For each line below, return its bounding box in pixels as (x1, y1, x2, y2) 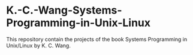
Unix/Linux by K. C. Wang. (6, 42, 71, 49)
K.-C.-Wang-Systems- (6, 4, 122, 17)
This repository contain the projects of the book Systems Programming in (6, 35, 188, 43)
